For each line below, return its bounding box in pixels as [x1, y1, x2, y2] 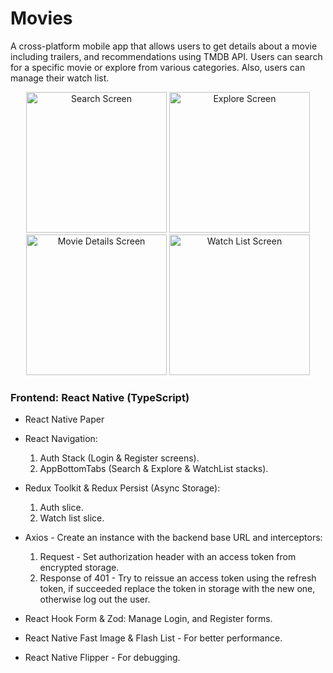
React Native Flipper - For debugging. [24, 652, 181, 664]
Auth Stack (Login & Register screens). [39, 452, 200, 464]
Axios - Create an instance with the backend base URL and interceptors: [24, 532, 323, 544]
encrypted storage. [39, 562, 120, 574]
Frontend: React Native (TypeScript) [10, 390, 190, 404]
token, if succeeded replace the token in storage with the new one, [39, 583, 316, 595]
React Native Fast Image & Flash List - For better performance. [24, 632, 283, 644]
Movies [10, 7, 73, 30]
